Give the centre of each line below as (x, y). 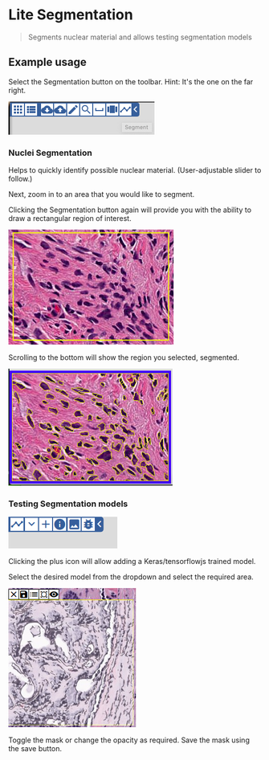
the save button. (35, 749)
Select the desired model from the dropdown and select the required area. (131, 577)
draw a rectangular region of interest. (70, 219)
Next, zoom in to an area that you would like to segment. (102, 194)
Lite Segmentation (71, 15)
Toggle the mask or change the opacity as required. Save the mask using (129, 740)
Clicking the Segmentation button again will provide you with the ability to (130, 210)
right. (17, 90)
